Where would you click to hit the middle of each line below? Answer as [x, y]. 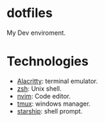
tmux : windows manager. [54, 104]
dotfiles [30, 13]
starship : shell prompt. [50, 111]
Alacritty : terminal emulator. [57, 81]
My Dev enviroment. [36, 33]
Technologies [48, 61]
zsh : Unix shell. [39, 88]
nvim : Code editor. [44, 96]
